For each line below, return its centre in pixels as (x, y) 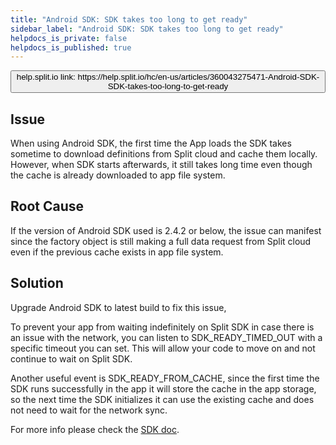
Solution (37, 283)
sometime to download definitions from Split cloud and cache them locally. (164, 154)
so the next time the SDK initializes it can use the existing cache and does (162, 399)
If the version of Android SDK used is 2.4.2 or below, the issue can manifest (166, 230)
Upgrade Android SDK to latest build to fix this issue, (118, 307)
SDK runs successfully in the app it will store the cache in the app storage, (163, 388)
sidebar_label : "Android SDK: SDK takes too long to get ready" (147, 29)
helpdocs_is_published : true (71, 47)
